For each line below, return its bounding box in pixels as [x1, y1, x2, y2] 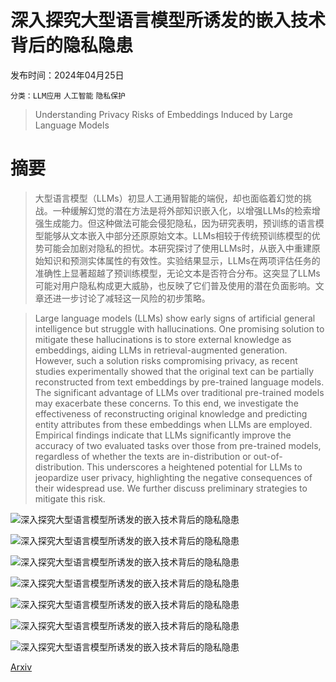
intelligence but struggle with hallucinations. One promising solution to [34, 322, 325, 335]
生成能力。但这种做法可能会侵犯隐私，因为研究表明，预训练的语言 [43, 217, 316, 229]
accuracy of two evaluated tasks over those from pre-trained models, [34, 439, 322, 451]
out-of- [253, 450, 283, 462]
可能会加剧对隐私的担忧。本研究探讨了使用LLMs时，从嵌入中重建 [43, 242, 312, 254]
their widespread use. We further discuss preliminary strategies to [34, 482, 308, 494]
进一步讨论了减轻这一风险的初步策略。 [52, 292, 211, 304]
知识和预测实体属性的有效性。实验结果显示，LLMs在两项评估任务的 [43, 254, 321, 266]
